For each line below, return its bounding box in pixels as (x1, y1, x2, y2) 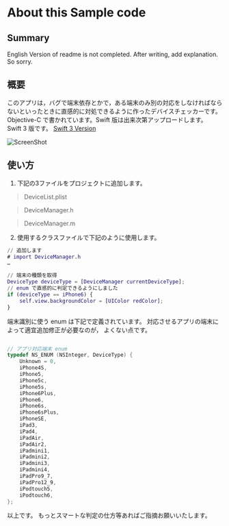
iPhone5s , (19, 384, 48, 390)
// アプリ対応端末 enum (7, 345, 68, 352)
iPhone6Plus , (19, 390, 57, 397)
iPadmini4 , (19, 466, 51, 473)
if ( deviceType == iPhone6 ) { (7, 291, 94, 298)
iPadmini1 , (19, 447, 51, 454)
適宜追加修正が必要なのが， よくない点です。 (24, 325, 152, 334)
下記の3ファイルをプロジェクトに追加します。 (16, 179, 147, 187)
